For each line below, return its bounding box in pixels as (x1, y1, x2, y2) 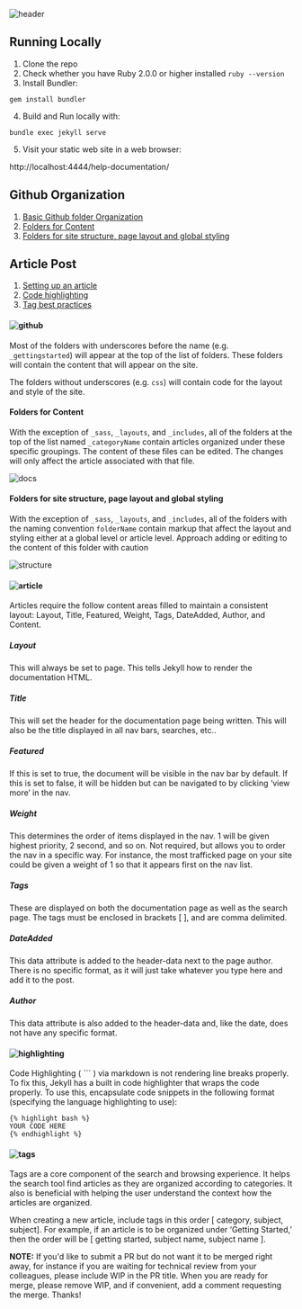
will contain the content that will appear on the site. (9, 359, 199, 370)
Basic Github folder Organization (22, 211, 144, 222)
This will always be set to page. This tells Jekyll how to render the (9, 662, 253, 674)
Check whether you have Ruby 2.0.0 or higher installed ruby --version (22, 67, 285, 78)
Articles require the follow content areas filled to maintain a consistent (9, 600, 269, 611)
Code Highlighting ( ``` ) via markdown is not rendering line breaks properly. (9, 1068, 289, 1079)
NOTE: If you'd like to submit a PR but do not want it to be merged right (9, 1251, 273, 1262)
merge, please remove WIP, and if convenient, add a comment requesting (9, 1280, 282, 1291)
